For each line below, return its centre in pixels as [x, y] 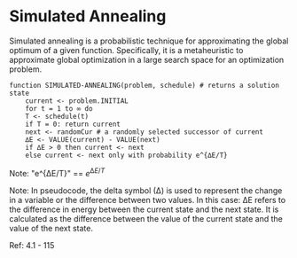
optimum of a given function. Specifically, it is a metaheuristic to [126, 50]
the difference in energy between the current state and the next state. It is [144, 209]
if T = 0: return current [73, 124]
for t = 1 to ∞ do [59, 108]
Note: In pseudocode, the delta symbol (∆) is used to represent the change [146, 190]
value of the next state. [51, 228]
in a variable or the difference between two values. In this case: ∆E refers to [148, 199]
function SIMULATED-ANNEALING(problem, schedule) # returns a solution [144, 85]
